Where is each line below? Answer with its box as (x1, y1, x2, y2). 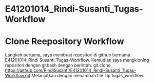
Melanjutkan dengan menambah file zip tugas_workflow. (31, 73, 145, 79)
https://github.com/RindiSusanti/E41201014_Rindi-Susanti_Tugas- (5, 67, 136, 73)
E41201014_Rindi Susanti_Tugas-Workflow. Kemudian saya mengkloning (5, 57, 150, 63)
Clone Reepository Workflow (5, 36, 124, 47)
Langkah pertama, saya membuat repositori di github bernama (5, 52, 131, 58)
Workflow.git (5, 73, 31, 79)
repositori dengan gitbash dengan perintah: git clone (5, 62, 111, 68)
